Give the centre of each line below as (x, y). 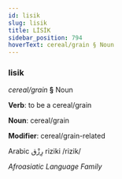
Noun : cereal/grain (39, 120)
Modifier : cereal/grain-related (57, 136)
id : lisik (24, 15)
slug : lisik (28, 23)
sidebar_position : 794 (45, 38)
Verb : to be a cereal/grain (50, 105)
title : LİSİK (30, 30)
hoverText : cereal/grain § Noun (61, 45)
